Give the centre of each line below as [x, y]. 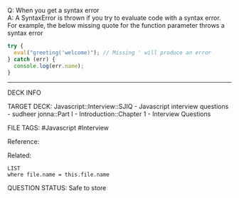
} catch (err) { [31, 59]
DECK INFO [24, 93]
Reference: [23, 142]
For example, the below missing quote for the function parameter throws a [116, 25]
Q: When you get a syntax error [53, 10]
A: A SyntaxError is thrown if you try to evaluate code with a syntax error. [115, 18]
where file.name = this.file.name [59, 175]
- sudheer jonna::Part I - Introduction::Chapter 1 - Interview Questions [109, 114]
